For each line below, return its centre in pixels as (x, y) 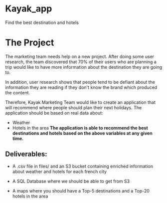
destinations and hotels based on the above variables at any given (83, 133)
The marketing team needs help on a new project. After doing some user (80, 56)
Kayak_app (29, 9)
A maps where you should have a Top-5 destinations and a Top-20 (81, 191)
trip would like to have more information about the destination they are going (84, 67)
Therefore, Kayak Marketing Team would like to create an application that (81, 102)
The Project (30, 43)
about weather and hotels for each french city (60, 171)
